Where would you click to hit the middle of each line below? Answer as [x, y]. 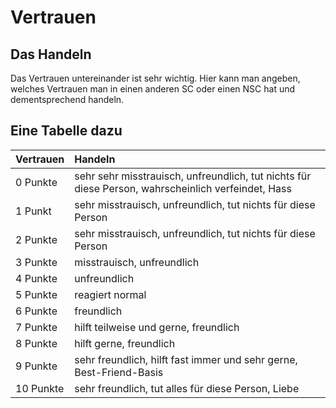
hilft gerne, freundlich [125, 343]
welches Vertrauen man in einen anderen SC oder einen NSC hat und [153, 89]
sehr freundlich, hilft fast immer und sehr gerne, [186, 359]
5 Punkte [36, 294]
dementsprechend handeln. [67, 99]
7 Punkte [36, 327]
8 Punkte [36, 343]
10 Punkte [40, 388]
